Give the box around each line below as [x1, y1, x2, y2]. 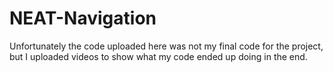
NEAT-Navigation [9, 7, 157, 30]
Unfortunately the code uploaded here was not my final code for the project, [9, 40, 324, 52]
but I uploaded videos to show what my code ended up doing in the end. [9, 50, 308, 62]
